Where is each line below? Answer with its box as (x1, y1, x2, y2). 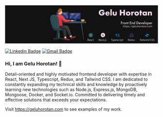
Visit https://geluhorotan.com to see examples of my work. (5, 106, 122, 112)
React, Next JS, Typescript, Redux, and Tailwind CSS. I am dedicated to (5, 76, 148, 82)
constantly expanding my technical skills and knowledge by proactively (5, 82, 147, 88)
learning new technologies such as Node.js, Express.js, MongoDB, (5, 87, 138, 92)
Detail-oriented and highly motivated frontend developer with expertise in (5, 71, 152, 77)
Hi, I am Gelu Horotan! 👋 (5, 60, 62, 67)
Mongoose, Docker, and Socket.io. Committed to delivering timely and (5, 92, 145, 98)
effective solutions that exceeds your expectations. (5, 97, 107, 103)
